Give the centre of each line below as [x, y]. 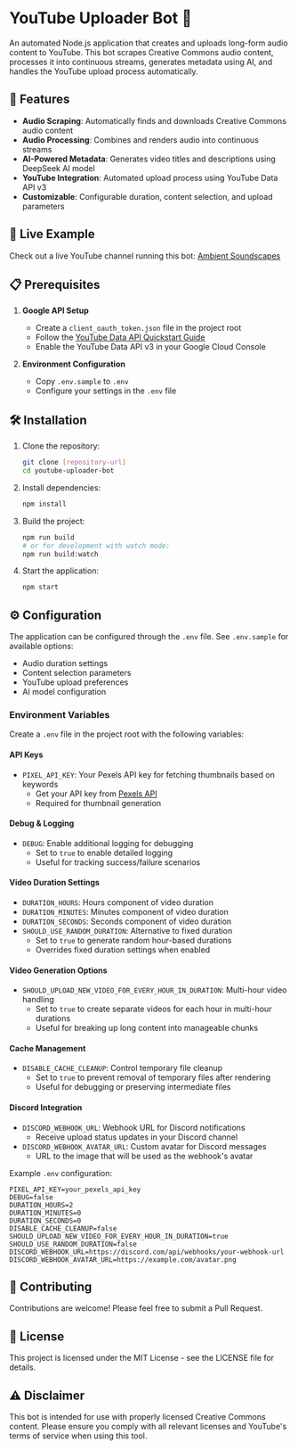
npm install [44, 504]
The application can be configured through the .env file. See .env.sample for [149, 637]
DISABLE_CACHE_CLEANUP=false [63, 1228]
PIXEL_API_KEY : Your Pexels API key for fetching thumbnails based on [149, 774]
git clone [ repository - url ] [74, 463]
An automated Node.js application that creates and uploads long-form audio [149, 43]
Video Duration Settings [55, 883]
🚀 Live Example [52, 234]
